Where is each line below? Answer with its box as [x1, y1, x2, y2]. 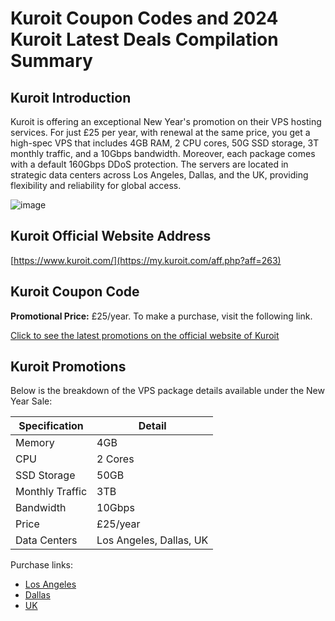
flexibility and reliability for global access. [10, 180, 182, 191]
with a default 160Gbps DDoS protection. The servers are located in [10, 158, 289, 170]
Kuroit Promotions [10, 358, 127, 376]
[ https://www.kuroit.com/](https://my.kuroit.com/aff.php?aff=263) [10, 254, 282, 266]
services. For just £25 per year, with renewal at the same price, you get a [10, 127, 311, 138]
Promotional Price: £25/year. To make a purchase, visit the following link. [10, 310, 313, 322]
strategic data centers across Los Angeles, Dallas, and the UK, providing [10, 169, 309, 181]
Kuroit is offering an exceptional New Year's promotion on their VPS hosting [10, 116, 322, 127]
